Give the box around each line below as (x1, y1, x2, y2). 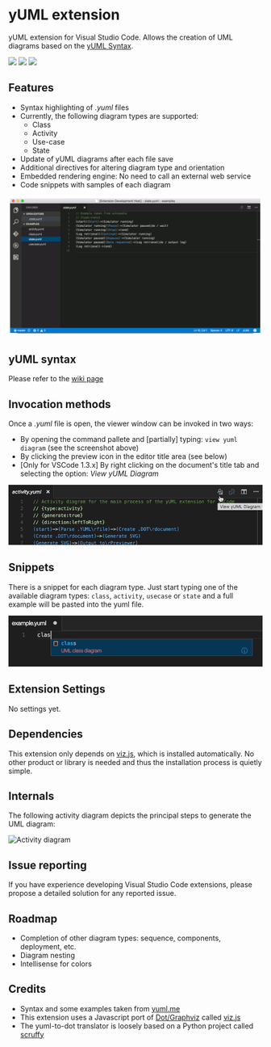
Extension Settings (8, 683, 106, 696)
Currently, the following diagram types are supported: (19, 111, 199, 120)
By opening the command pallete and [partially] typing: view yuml (19, 434, 238, 444)
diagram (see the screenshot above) (19, 443, 140, 452)
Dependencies (8, 727, 83, 741)
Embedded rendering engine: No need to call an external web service (19, 171, 252, 181)
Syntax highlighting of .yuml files (19, 103, 129, 112)
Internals (8, 789, 55, 803)
